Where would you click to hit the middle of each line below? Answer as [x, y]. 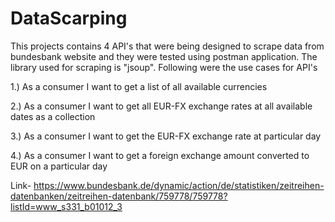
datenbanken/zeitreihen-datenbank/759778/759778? [119, 196]
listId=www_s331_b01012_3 [66, 206]
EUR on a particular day [59, 166]
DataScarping [69, 18]
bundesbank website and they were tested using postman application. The [164, 56]
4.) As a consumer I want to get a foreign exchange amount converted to [160, 155]
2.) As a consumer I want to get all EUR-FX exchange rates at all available [161, 106]
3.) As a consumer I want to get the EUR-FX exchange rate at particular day [166, 136]
